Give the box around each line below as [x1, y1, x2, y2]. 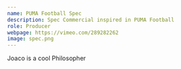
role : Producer [7, 23, 51, 29]
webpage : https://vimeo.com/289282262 [7, 29, 119, 36]
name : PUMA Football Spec [7, 10, 82, 17]
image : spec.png [7, 36, 54, 42]
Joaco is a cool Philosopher [7, 54, 86, 62]
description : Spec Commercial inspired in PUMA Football [7, 16, 175, 23]
